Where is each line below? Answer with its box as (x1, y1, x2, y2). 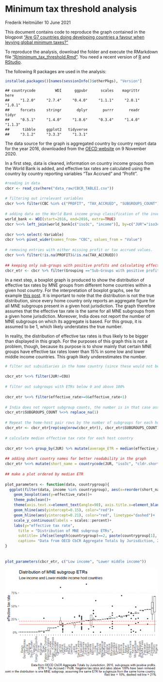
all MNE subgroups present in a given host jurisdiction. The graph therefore (5, 303, 156, 309)
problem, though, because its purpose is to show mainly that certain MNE (5, 343, 152, 349)
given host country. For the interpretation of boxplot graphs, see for (5, 287, 140, 293)
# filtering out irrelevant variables (5, 196, 83, 201)
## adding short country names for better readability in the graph (5, 456, 147, 461)
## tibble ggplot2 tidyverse (5, 127, 88, 132)
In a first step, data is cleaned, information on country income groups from (5, 160, 154, 166)
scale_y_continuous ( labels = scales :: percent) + (14, 518, 112, 523)
